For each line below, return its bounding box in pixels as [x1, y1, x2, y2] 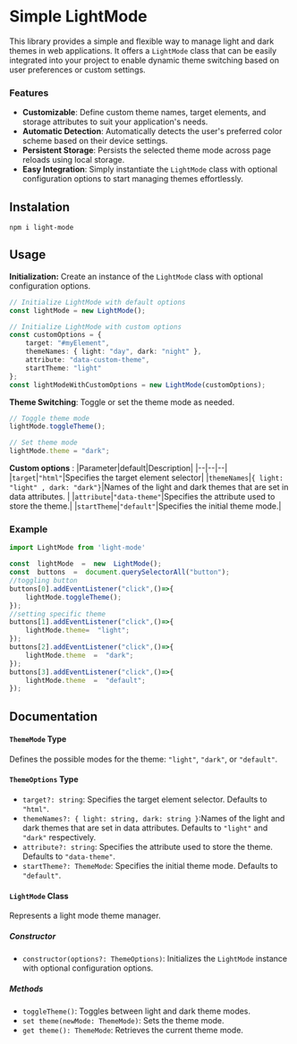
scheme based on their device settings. [21, 136, 168, 147]
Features [9, 87, 49, 99]
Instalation [9, 199, 70, 215]
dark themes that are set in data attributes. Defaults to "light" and [21, 822, 268, 833]
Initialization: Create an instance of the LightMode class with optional [9, 271, 264, 282]
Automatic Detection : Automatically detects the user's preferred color [21, 126, 283, 137]
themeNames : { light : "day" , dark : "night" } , [25, 347, 202, 357]
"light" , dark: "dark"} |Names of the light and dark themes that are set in [9, 482, 289, 493]
